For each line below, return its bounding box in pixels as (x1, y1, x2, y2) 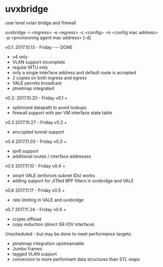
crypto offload (12, 216, 42, 222)
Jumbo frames (12, 246, 42, 252)
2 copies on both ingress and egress (12, 75, 87, 81)
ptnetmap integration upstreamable (12, 240, 84, 246)
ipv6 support (12, 148, 39, 154)
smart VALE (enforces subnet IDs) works (12, 172, 95, 178)
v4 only (12, 53, 28, 60)
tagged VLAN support (12, 251, 57, 257)
